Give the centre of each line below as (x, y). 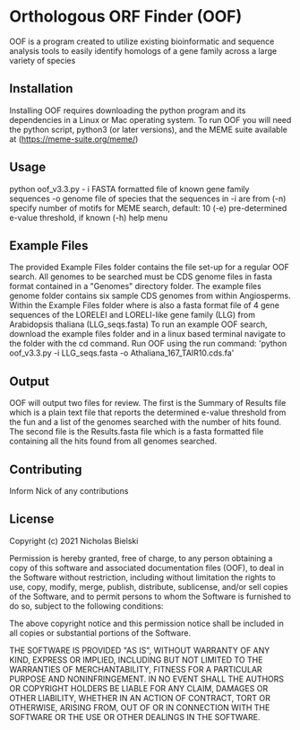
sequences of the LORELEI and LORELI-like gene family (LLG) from (132, 315)
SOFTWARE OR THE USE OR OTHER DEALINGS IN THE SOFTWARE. (135, 717)
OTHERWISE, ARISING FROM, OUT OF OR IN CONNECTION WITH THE (140, 708)
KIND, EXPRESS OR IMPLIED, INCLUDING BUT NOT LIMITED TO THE (136, 660)
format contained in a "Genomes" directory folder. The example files (135, 286)
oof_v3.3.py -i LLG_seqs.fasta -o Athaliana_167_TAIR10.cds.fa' (122, 353)
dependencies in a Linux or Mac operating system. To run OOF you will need (150, 119)
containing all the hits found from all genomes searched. (113, 441)
